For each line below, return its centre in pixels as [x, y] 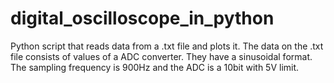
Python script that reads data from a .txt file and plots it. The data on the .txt [167, 46]
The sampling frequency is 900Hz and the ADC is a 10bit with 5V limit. [155, 67]
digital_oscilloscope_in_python [142, 18]
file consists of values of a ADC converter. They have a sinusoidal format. [161, 56]
